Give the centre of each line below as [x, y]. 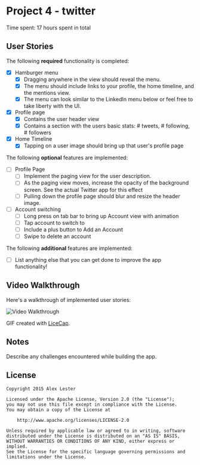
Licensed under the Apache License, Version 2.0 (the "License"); [90, 400]
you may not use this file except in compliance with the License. [92, 405]
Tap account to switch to [54, 222]
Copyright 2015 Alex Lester [41, 389]
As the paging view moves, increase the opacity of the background [106, 183]
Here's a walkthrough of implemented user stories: [69, 300]
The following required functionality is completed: [68, 61]
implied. [17, 447]
